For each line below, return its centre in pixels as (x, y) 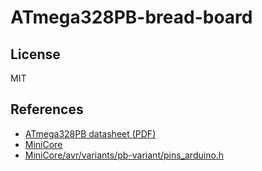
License (35, 54)
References (47, 109)
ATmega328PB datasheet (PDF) (90, 133)
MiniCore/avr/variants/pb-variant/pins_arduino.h (124, 155)
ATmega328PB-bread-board (131, 17)
